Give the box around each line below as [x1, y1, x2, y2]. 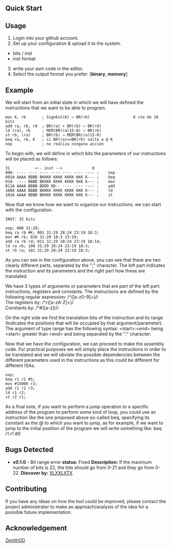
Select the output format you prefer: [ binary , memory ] [12, 71, 128, 77]
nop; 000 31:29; [5, 226, 40, 231]
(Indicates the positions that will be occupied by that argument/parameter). [5, 320, 163, 326]
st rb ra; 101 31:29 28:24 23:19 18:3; [5, 248, 90, 253]
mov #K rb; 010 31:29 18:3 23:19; [5, 235, 79, 240]
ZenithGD [5, 537, 26, 543]
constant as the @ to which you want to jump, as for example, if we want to [5, 420, 163, 426]
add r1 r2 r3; [5, 386, 36, 391]
